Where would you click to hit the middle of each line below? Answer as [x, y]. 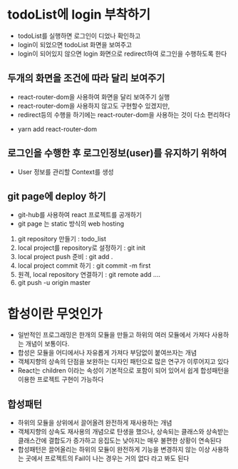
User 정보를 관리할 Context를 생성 [66, 171]
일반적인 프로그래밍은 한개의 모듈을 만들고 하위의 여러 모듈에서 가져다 [114, 335]
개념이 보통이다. [47, 344]
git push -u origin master [54, 283]
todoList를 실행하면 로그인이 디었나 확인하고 [79, 36]
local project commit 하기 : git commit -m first [84, 266]
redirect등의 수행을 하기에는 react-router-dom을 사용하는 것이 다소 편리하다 [124, 114]
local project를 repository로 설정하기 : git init [82, 248]
